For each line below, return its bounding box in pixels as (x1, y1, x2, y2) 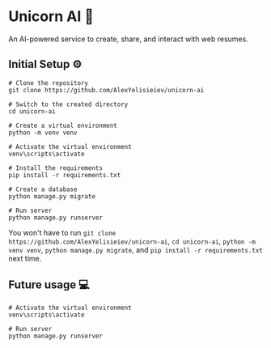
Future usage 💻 (8, 278, 91, 292)
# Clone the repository (8, 79, 89, 87)
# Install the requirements (8, 163, 104, 172)
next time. (8, 253, 42, 263)
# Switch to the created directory (8, 100, 129, 108)
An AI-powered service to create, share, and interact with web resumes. (8, 34, 248, 44)
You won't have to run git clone (8, 227, 116, 237)
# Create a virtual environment (8, 121, 117, 129)
